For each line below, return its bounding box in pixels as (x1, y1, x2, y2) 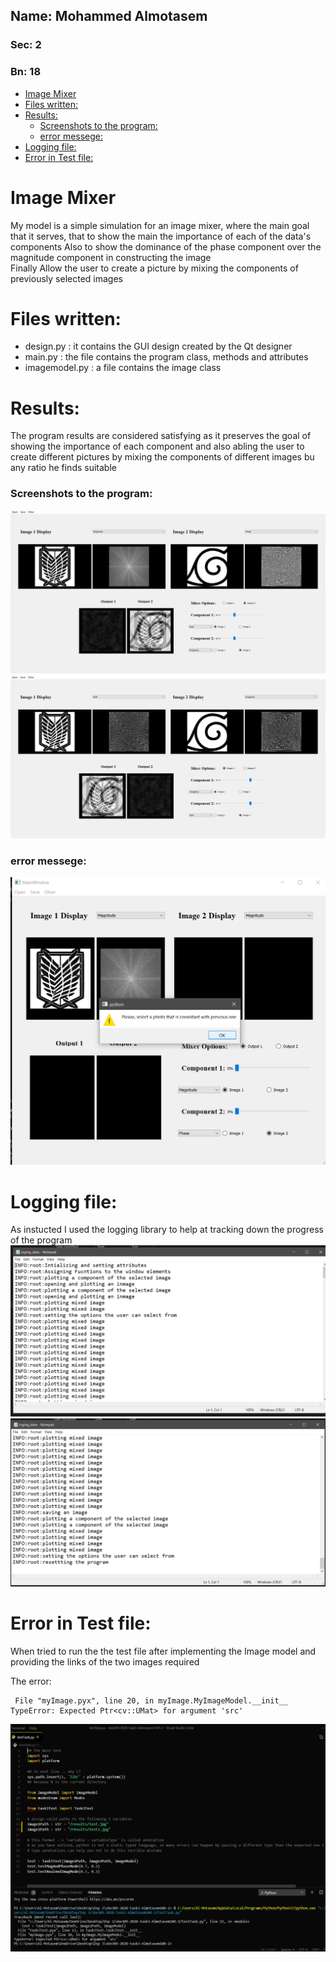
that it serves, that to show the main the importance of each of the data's (10, 230, 312, 242)
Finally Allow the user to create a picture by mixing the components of (10, 262, 299, 274)
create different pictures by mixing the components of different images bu (10, 451, 315, 463)
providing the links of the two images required (10, 1655, 200, 1668)
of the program (10, 1234, 73, 1246)
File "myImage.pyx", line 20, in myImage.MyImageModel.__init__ (14, 1695, 288, 1706)
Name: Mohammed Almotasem (10, 8, 208, 25)
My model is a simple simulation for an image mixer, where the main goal (10, 219, 310, 231)
